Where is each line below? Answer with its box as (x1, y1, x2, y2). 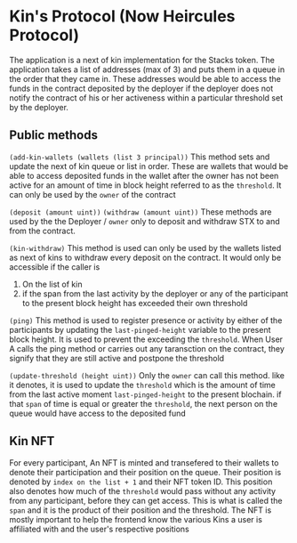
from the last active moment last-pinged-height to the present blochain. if (9, 389, 282, 400)
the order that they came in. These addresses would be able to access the (9, 73, 282, 84)
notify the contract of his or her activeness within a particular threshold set (9, 92, 283, 103)
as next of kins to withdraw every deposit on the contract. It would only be (9, 252, 282, 263)
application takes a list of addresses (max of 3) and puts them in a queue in (9, 64, 285, 75)
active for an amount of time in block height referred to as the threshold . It (9, 180, 282, 190)
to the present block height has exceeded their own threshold (21, 297, 248, 308)
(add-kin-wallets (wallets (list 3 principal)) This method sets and (9, 151, 270, 162)
